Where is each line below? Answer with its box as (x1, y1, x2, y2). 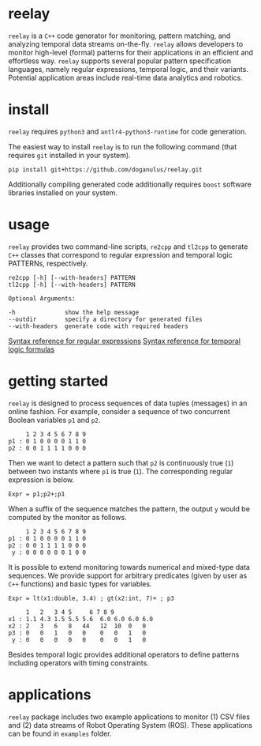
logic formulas (8, 345, 55, 354)
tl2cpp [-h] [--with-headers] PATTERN (8, 281, 136, 288)
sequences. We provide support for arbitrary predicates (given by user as (8, 571, 248, 580)
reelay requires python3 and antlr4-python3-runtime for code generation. (8, 126, 247, 136)
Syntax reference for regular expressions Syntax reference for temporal (8, 336, 240, 345)
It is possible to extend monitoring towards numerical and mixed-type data (8, 562, 251, 571)
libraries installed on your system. (8, 187, 118, 198)
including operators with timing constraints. (8, 657, 150, 668)
